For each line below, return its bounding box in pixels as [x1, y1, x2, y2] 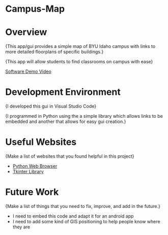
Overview [5, 27, 47, 38]
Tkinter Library [12, 169, 44, 174]
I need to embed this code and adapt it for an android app [12, 213, 134, 219]
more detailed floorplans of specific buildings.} [5, 49, 104, 55]
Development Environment [5, 86, 121, 98]
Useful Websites [5, 136, 77, 148]
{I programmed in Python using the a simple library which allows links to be [5, 113, 163, 119]
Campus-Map [5, 3, 65, 15]
